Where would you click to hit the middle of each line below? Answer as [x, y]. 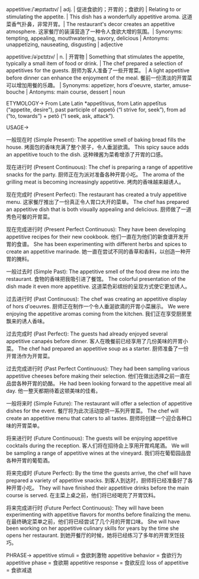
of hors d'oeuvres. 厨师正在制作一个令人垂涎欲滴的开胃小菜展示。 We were [98, 306]
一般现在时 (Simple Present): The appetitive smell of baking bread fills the [96, 140]
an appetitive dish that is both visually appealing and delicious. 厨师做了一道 [99, 209]
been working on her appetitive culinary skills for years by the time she [93, 528]
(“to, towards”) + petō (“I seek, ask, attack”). [60, 116]
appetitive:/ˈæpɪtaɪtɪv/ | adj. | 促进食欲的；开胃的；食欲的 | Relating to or [94, 9]
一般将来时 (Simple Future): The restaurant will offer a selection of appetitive [99, 403]
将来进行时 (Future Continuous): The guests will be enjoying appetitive [92, 438]
